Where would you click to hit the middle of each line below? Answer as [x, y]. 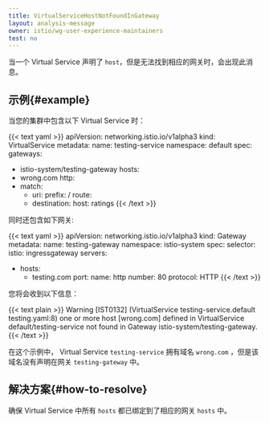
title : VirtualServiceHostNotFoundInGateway [84, 16]
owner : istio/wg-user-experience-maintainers [86, 31]
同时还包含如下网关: [41, 220]
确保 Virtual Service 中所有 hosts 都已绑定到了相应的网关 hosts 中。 [120, 410]
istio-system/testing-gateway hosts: [79, 169]
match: [31, 186]
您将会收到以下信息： [43, 294]
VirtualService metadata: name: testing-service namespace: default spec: [130, 145]
